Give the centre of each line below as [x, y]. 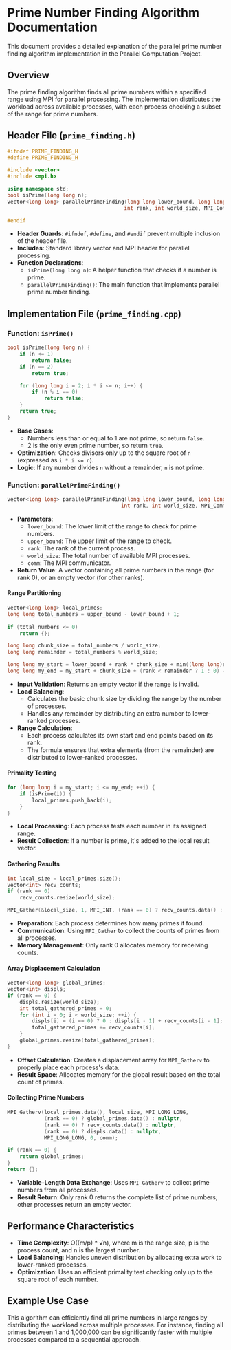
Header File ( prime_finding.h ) [71, 136]
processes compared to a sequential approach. [74, 1339]
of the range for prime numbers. [53, 114]
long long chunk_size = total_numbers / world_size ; [84, 646]
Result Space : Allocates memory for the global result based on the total [119, 1074]
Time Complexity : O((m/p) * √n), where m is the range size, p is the [113, 1243]
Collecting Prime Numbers [46, 1097]
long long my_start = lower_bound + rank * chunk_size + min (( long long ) [115, 665]
